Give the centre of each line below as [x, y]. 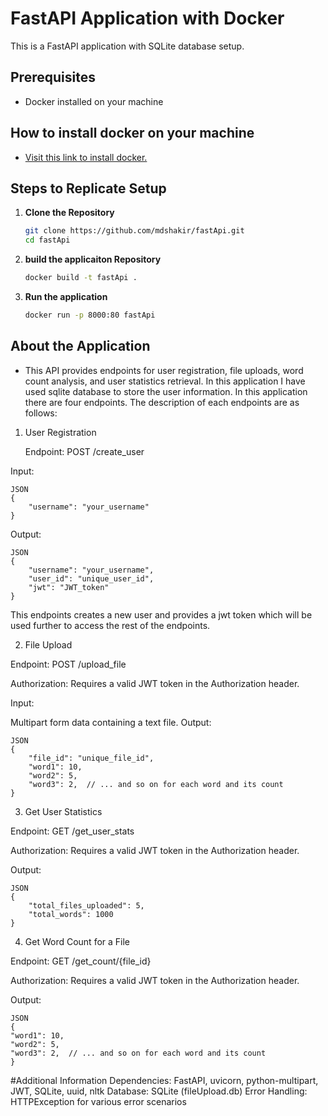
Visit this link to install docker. [86, 157]
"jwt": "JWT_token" [69, 587]
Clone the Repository [69, 213]
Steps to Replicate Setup [88, 188]
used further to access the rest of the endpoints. [110, 625]
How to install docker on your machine [132, 133]
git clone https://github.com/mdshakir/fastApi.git [134, 231]
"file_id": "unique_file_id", [91, 758]
